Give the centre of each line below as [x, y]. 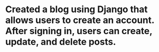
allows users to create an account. [80, 20]
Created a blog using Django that [76, 9]
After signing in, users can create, [79, 31]
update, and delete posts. [61, 42]
